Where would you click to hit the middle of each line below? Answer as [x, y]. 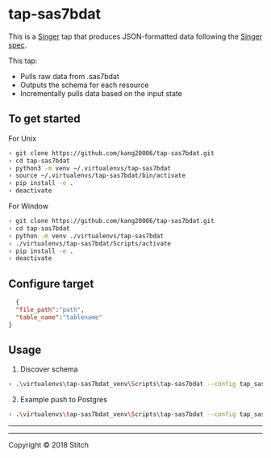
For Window [28, 206]
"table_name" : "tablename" [59, 317]
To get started [44, 119]
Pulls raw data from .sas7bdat [69, 76]
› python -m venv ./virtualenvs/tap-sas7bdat [86, 236]
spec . [18, 44]
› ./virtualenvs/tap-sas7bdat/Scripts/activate [90, 243]
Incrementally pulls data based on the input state [101, 93]
